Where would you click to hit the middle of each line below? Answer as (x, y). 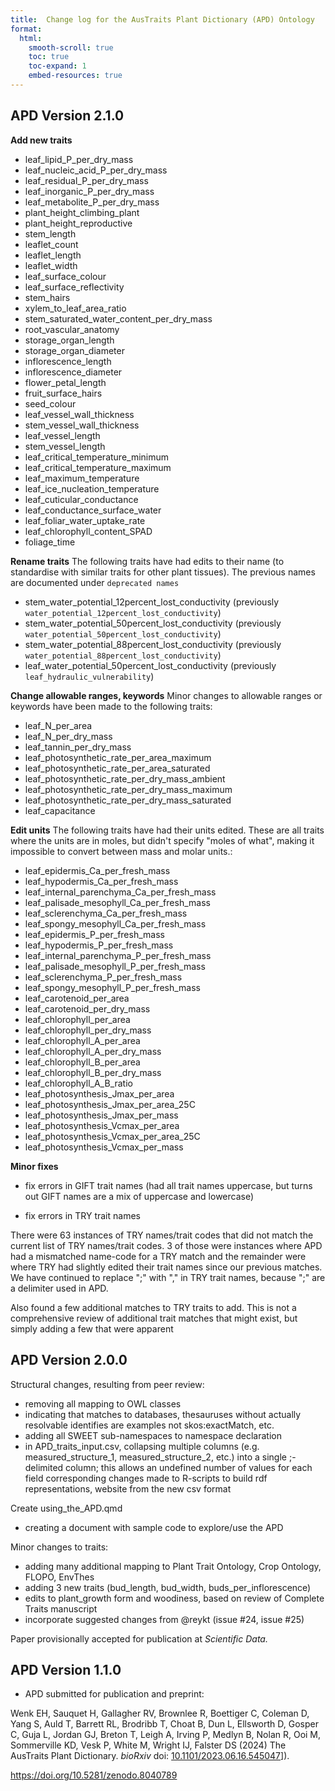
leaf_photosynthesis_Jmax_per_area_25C (110, 1104)
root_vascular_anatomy (72, 329)
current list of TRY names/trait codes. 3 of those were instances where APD (166, 1245)
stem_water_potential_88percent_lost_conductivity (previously (153, 644)
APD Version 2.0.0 (69, 1360)
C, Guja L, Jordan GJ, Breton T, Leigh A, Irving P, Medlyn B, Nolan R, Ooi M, (166, 1735)
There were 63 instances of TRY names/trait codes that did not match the (162, 1235)
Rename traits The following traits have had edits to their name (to (147, 561)
